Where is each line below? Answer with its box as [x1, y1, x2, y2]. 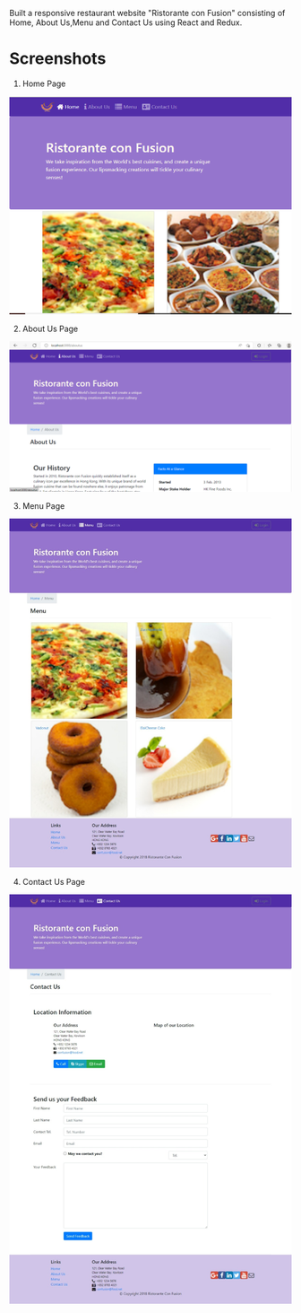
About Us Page [21, 323, 79, 335]
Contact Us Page [21, 877, 86, 888]
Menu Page [21, 500, 65, 511]
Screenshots [9, 48, 107, 69]
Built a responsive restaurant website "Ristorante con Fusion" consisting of [9, 8, 286, 18]
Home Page [21, 78, 66, 89]
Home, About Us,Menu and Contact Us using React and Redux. [9, 17, 243, 28]
